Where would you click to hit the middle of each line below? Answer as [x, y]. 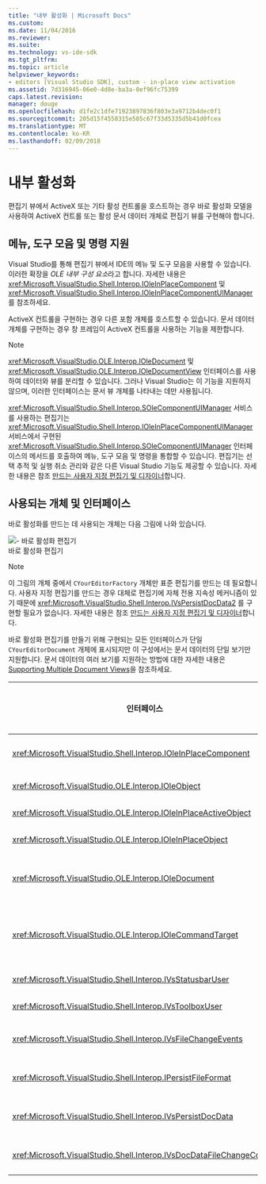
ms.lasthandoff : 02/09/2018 [55, 141]
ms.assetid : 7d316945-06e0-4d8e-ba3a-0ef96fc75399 [93, 89]
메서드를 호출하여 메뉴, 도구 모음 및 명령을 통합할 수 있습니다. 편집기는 [137, 456]
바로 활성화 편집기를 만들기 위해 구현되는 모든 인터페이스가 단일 [106, 640]
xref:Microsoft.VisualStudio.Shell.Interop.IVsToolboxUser [118, 1006]
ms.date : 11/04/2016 [42, 30]
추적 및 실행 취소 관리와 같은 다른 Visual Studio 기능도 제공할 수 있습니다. [129, 466]
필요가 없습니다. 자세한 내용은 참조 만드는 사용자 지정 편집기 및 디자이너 [133, 613]
